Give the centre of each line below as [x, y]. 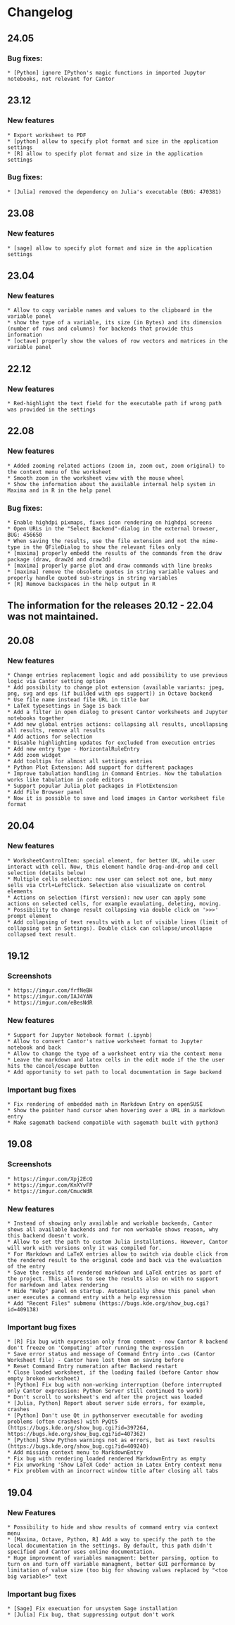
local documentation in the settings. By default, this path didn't [110, 1546]
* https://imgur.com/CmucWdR [50, 1191]
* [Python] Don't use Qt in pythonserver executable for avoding [105, 1416]
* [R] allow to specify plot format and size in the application [105, 153]
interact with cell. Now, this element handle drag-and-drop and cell [113, 867]
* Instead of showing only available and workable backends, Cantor [110, 1223]
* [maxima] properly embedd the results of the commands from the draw [114, 553]
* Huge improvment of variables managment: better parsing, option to [113, 1558]
